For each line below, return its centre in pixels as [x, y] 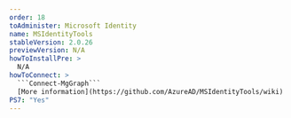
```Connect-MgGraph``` [59, 83]
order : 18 [28, 17]
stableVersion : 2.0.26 [51, 42]
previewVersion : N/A [47, 51]
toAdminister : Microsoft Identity [73, 26]
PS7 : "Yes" [29, 100]
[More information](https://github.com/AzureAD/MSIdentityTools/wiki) [150, 91]
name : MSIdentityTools [51, 34]
